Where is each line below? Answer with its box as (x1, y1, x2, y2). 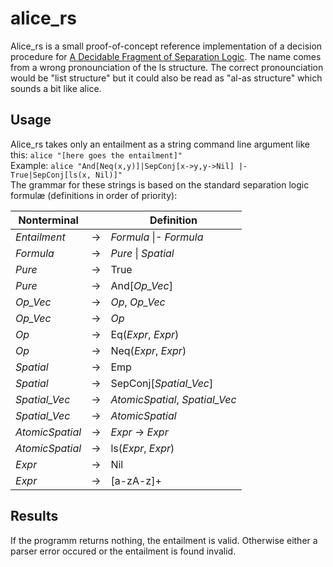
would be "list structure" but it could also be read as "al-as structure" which (10, 72, 323, 84)
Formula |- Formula (110, 230, 204, 244)
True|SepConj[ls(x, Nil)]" (10, 170, 123, 180)
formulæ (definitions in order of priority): (10, 189, 178, 201)
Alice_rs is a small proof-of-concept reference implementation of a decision (10, 40, 323, 52)
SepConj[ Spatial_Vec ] (110, 376, 214, 390)
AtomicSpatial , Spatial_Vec (110, 392, 237, 406)
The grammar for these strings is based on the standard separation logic (10, 178, 310, 191)
